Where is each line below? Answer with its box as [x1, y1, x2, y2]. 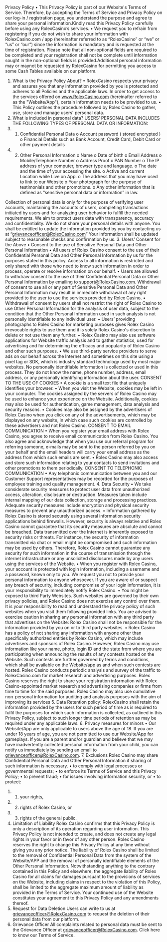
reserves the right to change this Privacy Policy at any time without [12, 842, 150, 847]
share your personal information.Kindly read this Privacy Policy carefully [5, 20, 154, 26]
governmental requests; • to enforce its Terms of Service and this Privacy [5, 768, 157, 774]
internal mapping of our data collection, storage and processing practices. [5, 497, 158, 503]
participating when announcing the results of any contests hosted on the [5, 651, 155, 657]
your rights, [19, 794, 44, 800]
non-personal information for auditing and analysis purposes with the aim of [5, 694, 162, 700]
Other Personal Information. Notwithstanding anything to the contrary [12, 863, 156, 869]
